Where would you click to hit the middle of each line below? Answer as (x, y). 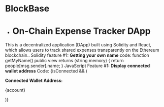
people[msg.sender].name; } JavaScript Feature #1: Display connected (78, 66)
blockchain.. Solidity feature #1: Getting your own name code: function (77, 55)
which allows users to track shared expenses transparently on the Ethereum (82, 50)
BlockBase (27, 9)
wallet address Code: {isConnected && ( (46, 71)
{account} (15, 90)
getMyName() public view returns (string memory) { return (65, 61)
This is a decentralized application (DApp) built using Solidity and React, (78, 45)
